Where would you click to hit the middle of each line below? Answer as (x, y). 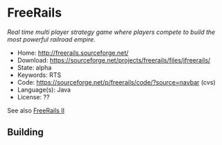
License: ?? (33, 97)
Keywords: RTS (39, 75)
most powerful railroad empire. (51, 39)
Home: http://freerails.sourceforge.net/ (73, 53)
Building (25, 132)
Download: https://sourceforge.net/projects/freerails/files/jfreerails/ (114, 60)
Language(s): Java (44, 89)
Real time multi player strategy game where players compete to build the (111, 32)
